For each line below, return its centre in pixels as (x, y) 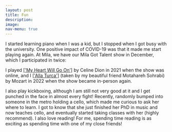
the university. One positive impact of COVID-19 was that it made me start (83, 49)
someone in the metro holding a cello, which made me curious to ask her (82, 102)
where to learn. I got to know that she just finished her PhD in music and (82, 107)
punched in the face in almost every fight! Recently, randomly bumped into (84, 97)
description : (19, 20)
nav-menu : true (22, 29)
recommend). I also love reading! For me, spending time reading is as (79, 118)
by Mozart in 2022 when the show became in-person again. (69, 81)
